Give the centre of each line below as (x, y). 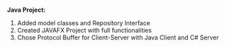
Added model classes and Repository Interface (84, 23)
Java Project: (26, 10)
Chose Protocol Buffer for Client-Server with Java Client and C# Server (118, 37)
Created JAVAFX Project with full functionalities (84, 30)
